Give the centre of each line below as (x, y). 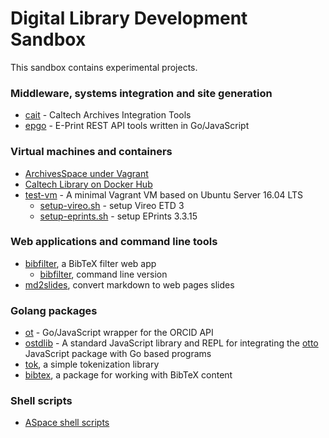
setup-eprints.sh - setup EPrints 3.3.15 (118, 216)
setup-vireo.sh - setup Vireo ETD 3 (112, 205)
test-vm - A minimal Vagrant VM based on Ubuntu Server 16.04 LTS (164, 194)
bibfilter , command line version (103, 274)
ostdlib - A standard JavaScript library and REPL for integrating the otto (171, 343)
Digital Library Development (129, 18)
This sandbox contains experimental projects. (104, 67)
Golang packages (54, 310)
